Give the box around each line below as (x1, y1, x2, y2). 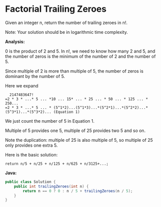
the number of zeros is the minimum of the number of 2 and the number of (5, 53, 156, 59)
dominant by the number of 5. (5, 73, 65, 79)
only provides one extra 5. (5, 142, 58, 148)
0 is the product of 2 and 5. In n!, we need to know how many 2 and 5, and (5, 48, 156, 54)
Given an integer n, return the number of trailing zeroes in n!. (5, 20, 128, 26)
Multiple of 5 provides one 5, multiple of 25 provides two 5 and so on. (5, 128, 146, 133)
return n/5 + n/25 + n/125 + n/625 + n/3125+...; (5, 161, 109, 166)
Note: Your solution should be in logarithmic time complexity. (5, 29, 128, 35)
